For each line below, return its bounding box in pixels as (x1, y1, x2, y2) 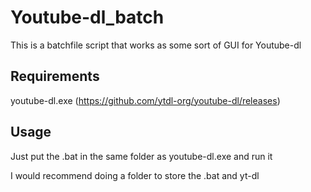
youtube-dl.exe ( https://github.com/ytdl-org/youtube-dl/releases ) (10, 94, 281, 106)
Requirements (10, 68, 100, 85)
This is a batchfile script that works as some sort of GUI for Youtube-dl (10, 39, 302, 51)
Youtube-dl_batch (10, 6, 165, 29)
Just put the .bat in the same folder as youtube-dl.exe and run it (10, 150, 273, 162)
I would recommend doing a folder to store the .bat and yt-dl (10, 169, 260, 181)
